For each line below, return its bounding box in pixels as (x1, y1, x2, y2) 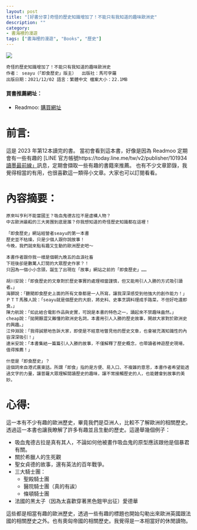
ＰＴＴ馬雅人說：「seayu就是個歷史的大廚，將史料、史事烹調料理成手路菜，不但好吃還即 (6, 297, 188, 303)
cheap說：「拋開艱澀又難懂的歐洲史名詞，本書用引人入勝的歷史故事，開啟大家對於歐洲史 (6, 316, 188, 322)
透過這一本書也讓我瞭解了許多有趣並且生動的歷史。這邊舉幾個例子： (6, 427, 171, 434)
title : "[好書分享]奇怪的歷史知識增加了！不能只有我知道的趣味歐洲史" (6, 14, 157, 20)
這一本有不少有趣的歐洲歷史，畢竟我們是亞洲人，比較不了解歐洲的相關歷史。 (6, 419, 191, 426)
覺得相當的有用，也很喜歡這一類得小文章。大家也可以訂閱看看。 (6, 169, 160, 176)
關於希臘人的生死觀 (14, 454, 62, 461)
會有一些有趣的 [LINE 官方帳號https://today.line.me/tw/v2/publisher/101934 (6, 155, 188, 162)
